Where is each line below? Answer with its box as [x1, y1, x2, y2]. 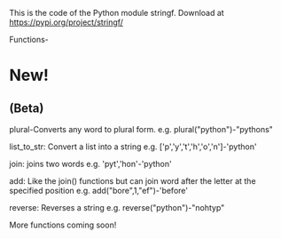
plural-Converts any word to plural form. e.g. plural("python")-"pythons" [9, 124, 273, 134]
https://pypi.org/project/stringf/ [9, 17, 124, 28]
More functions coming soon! [9, 219, 117, 230]
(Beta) [9, 100, 44, 116]
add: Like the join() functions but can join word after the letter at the [9, 176, 256, 186]
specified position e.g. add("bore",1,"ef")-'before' [9, 186, 189, 195]
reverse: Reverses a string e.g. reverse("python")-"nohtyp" [9, 203, 225, 212]
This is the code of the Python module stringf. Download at [9, 8, 224, 18]
